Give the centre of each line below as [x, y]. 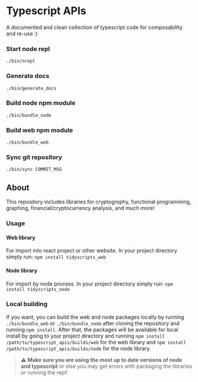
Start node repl [28, 48]
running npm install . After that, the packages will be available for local [92, 329]
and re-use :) [22, 33]
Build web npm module [40, 130]
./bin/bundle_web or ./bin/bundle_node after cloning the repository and [93, 323]
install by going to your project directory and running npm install [85, 336]
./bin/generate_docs [32, 88]
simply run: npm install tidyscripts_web [56, 257]
